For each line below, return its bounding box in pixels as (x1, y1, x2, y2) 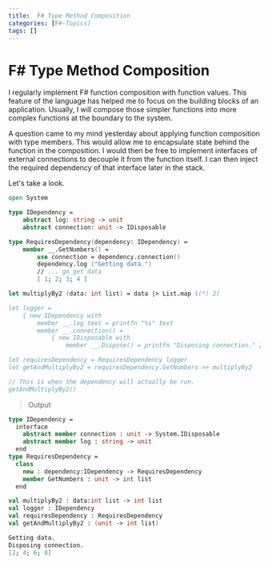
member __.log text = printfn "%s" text (37, 319, 174, 327)
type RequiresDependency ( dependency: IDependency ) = (8, 237, 188, 245)
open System (8, 194, 48, 202)
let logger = (8, 304, 52, 312)
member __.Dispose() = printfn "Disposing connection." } (65, 342, 263, 350)
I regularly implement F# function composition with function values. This (8, 87, 247, 97)
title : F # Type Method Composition (8, 11, 130, 20)
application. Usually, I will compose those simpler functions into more (8, 105, 237, 115)
